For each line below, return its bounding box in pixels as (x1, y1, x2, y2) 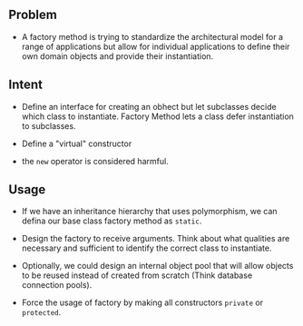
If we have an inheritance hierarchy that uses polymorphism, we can (21, 206, 278, 217)
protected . (21, 307, 62, 318)
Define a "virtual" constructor (21, 138, 132, 149)
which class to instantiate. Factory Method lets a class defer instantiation (21, 111, 294, 122)
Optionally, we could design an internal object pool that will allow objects (21, 261, 294, 272)
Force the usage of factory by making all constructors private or (21, 297, 264, 308)
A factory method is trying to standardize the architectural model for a (21, 31, 283, 42)
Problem (8, 7, 58, 23)
